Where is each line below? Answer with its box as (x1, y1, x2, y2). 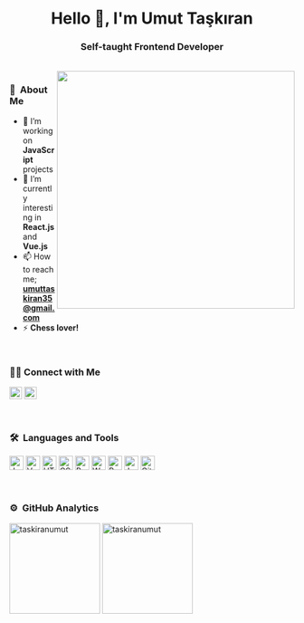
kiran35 (22, 292, 52, 303)
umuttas (22, 283, 56, 293)
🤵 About (9, 83, 48, 96)
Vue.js (22, 240, 48, 252)
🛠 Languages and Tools (9, 432, 119, 444)
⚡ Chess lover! (22, 321, 80, 333)
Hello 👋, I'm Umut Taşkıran (51, 8, 253, 29)
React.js (22, 221, 55, 232)
